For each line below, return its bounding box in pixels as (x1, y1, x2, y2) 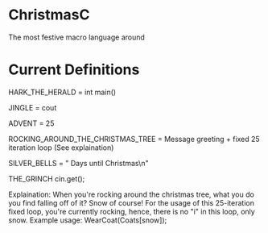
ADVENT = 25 (8, 119, 55, 128)
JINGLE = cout (8, 102, 57, 112)
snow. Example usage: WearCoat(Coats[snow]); (8, 215, 167, 225)
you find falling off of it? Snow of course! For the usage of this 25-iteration (8, 198, 255, 207)
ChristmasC (8, 6, 90, 24)
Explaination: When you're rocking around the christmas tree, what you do (8, 189, 255, 199)
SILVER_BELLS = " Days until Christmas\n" (8, 158, 149, 168)
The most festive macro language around (8, 32, 145, 42)
